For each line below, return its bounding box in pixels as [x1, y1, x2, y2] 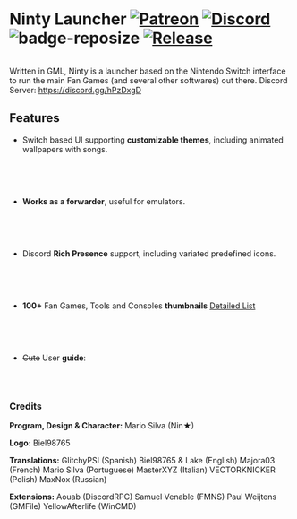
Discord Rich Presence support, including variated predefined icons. [21, 247, 276, 259]
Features [9, 110, 60, 125]
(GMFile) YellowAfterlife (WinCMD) [9, 501, 137, 512]
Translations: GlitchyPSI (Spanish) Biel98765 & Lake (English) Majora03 [9, 455, 276, 466]
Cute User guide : [21, 352, 87, 363]
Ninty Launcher [9, 9, 127, 30]
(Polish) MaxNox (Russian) [9, 474, 107, 485]
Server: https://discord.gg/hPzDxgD [9, 84, 141, 95]
